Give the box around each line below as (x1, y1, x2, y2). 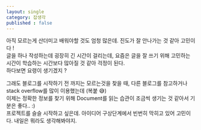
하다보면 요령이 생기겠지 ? (6, 67, 67, 74)
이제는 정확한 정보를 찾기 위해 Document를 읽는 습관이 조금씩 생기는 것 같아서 (6, 95, 189, 102)
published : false (6, 20, 52, 26)
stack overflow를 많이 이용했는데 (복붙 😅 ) (6, 87, 107, 95)
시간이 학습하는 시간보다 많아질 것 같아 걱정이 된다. (6, 59, 125, 66)
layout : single (6, 8, 45, 15)
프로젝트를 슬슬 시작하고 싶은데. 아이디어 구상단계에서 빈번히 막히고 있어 (6, 110, 175, 117)
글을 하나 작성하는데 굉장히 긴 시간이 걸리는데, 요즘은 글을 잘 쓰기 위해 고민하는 (6, 52, 191, 59)
